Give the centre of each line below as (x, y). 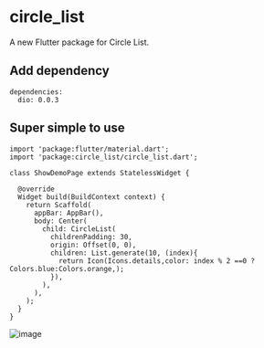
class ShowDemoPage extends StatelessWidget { (100, 173)
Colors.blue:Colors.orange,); (67, 269)
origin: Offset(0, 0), (93, 245)
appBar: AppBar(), (69, 213)
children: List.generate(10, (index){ (124, 253)
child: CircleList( (79, 229)
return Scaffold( (59, 205)
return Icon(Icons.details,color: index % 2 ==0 (153, 261)
